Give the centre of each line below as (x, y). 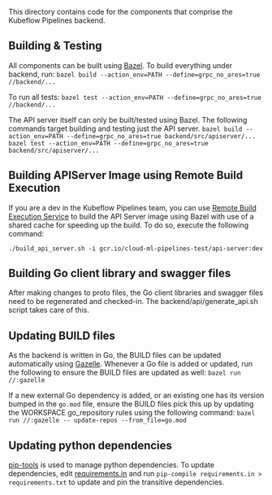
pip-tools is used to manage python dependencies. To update (112, 465)
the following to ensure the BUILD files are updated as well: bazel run (125, 372)
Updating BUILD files (62, 335)
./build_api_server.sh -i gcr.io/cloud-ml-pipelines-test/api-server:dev (136, 248)
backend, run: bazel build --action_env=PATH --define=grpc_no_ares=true (134, 74)
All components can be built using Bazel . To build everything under (121, 65)
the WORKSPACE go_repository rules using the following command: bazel (132, 413)
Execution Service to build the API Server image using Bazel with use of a (131, 216)
